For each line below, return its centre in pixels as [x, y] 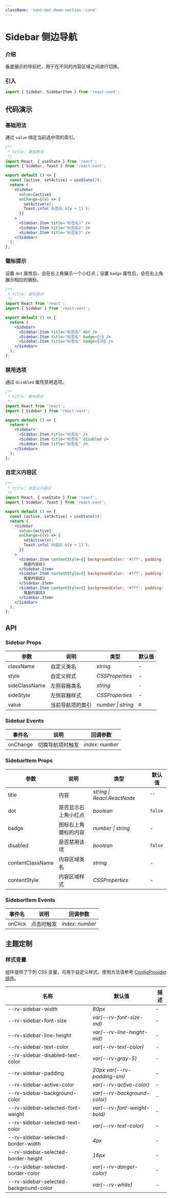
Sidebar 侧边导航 [41, 37]
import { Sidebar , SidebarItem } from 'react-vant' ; [63, 92]
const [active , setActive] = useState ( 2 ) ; [56, 180]
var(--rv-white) [112, 1185]
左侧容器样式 [66, 696]
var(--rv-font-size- [118, 1017]
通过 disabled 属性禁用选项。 [36, 382]
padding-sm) [109, 1076]
